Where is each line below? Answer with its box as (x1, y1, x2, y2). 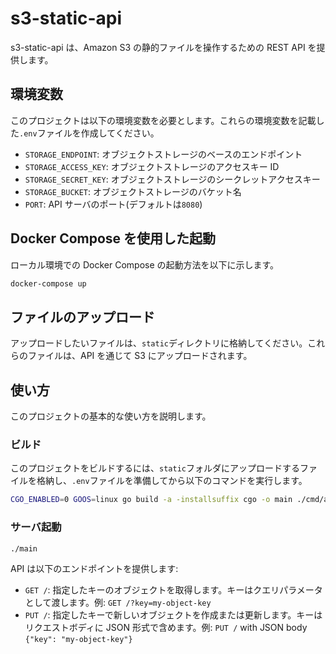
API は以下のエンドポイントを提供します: (10, 563, 179, 575)
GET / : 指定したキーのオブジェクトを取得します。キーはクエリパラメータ (24, 584, 323, 596)
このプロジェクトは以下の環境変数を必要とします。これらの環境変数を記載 (10, 114, 317, 126)
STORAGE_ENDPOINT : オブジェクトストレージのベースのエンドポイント (24, 148, 303, 160)
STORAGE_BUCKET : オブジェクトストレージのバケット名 (24, 185, 242, 197)
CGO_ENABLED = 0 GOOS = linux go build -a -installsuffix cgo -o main (10, 495, 293, 505)
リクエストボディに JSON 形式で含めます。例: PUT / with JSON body (24, 622, 308, 634)
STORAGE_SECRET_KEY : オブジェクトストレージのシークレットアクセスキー (24, 173, 321, 185)
